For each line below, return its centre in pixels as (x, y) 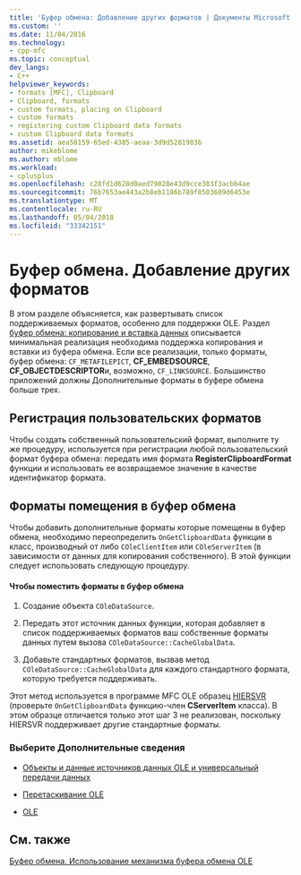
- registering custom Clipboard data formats (95, 126)
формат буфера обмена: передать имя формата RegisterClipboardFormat (150, 459)
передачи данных (56, 776)
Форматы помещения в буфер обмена (123, 506)
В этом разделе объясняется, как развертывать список (116, 313)
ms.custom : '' (36, 26)
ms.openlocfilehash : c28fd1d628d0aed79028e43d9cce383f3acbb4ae (130, 184)
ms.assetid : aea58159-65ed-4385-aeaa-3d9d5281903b (106, 142)
